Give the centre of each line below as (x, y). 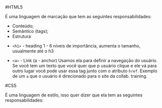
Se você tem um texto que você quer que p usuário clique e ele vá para (84, 66)
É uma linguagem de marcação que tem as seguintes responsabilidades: (78, 16)
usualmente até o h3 (33, 51)
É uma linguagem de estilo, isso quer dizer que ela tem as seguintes (74, 95)
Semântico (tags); (30, 31)
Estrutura (21, 36)
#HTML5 (14, 7)
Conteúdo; (23, 26)
